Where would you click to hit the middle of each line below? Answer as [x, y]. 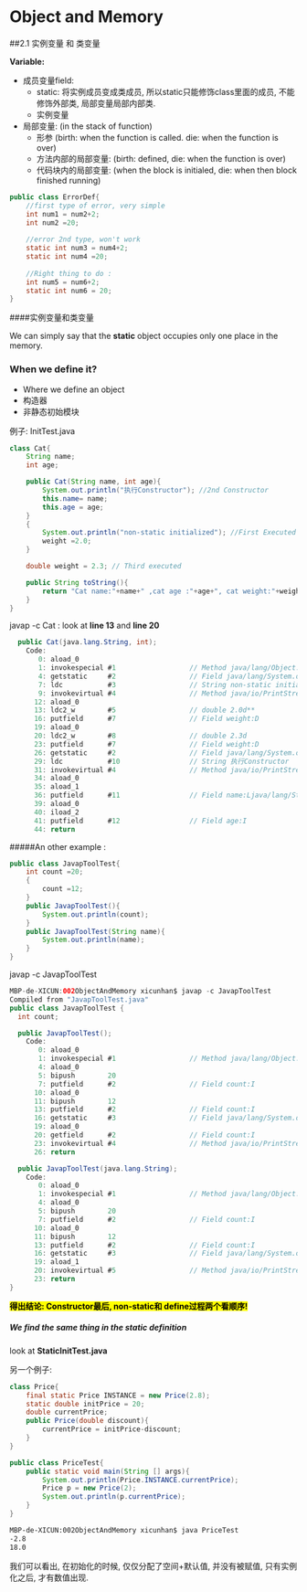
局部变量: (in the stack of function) [87, 126]
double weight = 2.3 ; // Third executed [104, 567]
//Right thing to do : [69, 273]
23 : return [54, 1279]
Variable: [27, 61]
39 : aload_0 [56, 804]
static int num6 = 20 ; [69, 291]
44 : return [54, 829]
